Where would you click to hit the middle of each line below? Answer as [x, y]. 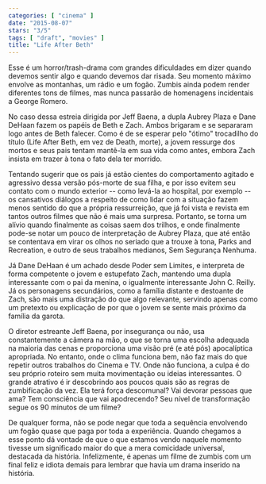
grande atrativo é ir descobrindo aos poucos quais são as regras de [119, 382]
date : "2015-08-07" [40, 23]
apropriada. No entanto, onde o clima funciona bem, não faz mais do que [128, 357]
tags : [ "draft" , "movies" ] [56, 38]
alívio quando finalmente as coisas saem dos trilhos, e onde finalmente [124, 225]
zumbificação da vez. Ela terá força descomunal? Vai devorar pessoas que [130, 390]
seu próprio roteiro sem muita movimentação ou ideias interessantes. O [125, 374]
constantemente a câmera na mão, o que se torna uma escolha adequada [129, 340]
